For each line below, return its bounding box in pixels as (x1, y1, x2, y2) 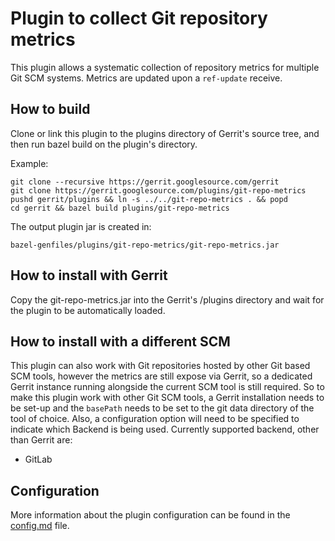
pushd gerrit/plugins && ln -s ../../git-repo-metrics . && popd (10, 194, 288, 204)
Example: (10, 157, 49, 169)
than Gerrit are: (10, 434, 73, 446)
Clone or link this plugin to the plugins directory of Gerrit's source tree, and (10, 127, 320, 139)
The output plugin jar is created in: (10, 220, 152, 232)
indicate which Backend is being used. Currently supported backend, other (10, 423, 320, 436)
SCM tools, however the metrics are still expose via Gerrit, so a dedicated (10, 370, 313, 382)
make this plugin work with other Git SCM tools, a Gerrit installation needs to (10, 392, 325, 404)
